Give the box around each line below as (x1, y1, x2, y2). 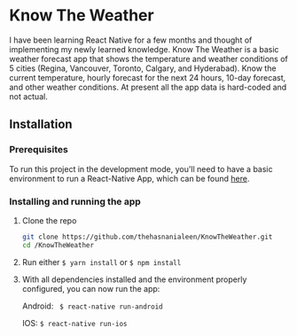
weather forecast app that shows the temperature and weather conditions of (9, 53, 288, 64)
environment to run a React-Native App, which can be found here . (9, 173, 250, 184)
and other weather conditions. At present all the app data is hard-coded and (9, 82, 287, 92)
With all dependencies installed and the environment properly (21, 274, 247, 285)
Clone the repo (21, 215, 77, 226)
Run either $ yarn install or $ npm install (21, 256, 182, 267)
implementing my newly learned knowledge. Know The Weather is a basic (9, 43, 279, 54)
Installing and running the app (9, 195, 142, 207)
